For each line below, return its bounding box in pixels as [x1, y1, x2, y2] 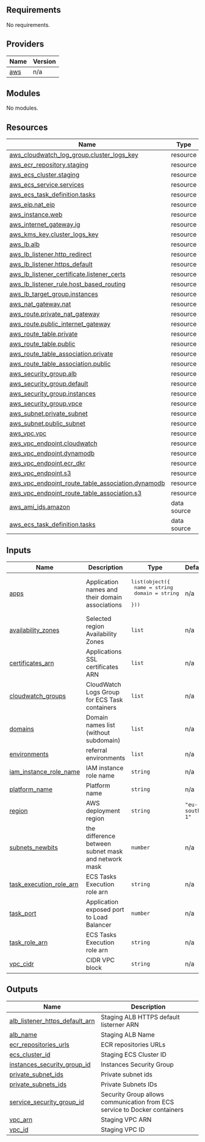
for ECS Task [85, 696, 123, 704]
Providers [6, 39, 45, 50]
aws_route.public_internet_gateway [9, 320, 111, 328]
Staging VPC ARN [100, 1115, 152, 1124]
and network [85, 855, 122, 863]
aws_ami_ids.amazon [9, 503, 70, 511]
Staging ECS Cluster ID [100, 1050, 167, 1059]
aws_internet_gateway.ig [9, 220, 81, 229]
